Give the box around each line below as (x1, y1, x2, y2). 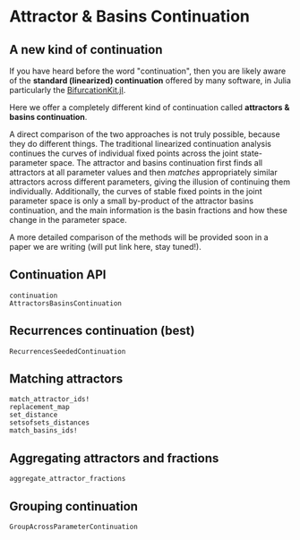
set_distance (9, 410, 58, 420)
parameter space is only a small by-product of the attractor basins (9, 195, 253, 206)
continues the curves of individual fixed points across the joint (9, 148, 239, 159)
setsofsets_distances (9, 418, 90, 427)
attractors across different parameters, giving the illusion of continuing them (9, 176, 291, 187)
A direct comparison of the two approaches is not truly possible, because (9, 129, 280, 140)
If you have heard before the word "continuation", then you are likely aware (9, 65, 287, 76)
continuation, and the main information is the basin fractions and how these (9, 205, 288, 216)
